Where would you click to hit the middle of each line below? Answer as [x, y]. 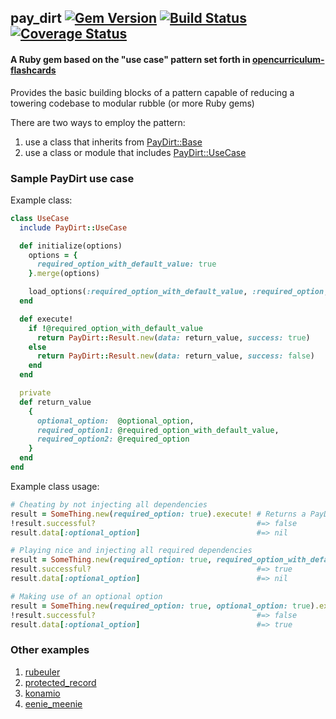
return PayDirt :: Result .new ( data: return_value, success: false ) [175, 356]
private [35, 393]
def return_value [55, 402]
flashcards [33, 70]
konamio [42, 693]
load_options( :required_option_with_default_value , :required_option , [178, 292]
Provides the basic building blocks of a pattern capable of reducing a [152, 92]
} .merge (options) [64, 274]
